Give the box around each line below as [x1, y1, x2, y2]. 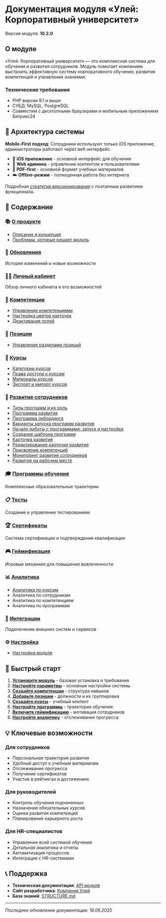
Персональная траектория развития [12, 755, 89, 761]
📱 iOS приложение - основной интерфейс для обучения [12, 155, 131, 162]
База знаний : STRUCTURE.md [12, 893, 76, 899]
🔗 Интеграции [5, 615, 41, 622]
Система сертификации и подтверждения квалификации [5, 535, 125, 541]
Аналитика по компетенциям [12, 597, 74, 603]
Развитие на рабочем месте [12, 458, 73, 463]
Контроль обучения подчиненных [12, 800, 84, 806]
